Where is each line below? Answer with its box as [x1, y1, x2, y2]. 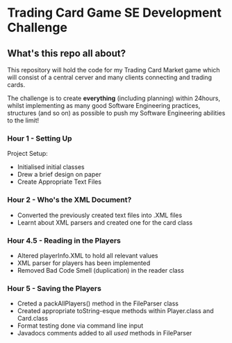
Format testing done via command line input [17, 321, 144, 330]
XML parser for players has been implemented [17, 259, 151, 267]
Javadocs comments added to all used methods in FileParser [17, 329, 192, 337]
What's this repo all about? [7, 47, 126, 59]
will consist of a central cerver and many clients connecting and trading [7, 73, 212, 81]
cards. [7, 81, 26, 88]
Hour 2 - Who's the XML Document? [7, 195, 132, 205]
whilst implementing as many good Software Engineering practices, [7, 102, 201, 109]
